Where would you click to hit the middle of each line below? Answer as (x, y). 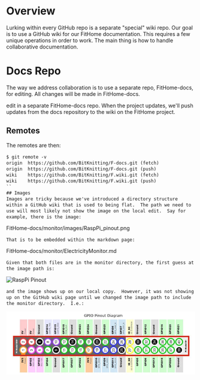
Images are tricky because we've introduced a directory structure (92, 199)
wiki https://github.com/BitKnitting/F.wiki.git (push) (81, 181)
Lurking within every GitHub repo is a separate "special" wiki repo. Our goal (100, 28)
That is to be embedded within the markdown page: (71, 240)
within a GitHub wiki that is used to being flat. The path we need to (99, 205)
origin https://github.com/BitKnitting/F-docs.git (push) (81, 169)
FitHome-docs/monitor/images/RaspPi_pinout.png (68, 228)
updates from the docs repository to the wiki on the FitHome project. (91, 111)
